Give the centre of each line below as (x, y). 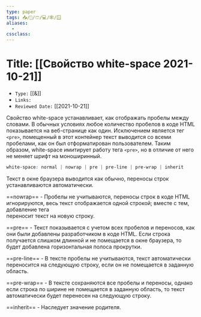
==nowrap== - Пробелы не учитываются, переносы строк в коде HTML (98, 197)
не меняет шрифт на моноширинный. (54, 156)
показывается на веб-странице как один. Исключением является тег (95, 131)
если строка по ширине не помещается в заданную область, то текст (95, 289)
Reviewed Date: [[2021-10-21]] (52, 106)
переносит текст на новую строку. (50, 216)
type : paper (21, 12)
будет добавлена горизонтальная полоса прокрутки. (74, 247)
